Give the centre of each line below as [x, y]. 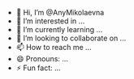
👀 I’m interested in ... [50, 21]
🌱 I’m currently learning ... [59, 29]
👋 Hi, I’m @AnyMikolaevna [60, 12]
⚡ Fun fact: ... [38, 68]
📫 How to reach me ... [54, 47]
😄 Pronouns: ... [42, 59]
